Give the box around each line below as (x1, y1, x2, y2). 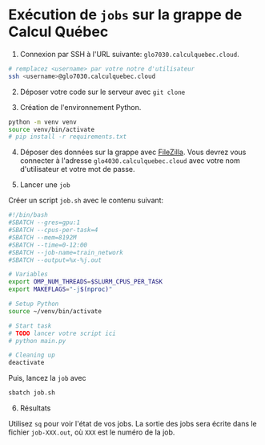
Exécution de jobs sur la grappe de (8, 6, 243, 24)
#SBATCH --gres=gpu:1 (8, 218, 81, 227)
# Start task (8, 321, 52, 330)
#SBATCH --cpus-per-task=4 (8, 227, 98, 235)
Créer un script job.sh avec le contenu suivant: (8, 195, 164, 206)
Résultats (19, 403, 51, 413)
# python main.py (8, 337, 66, 345)
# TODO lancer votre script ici (8, 329, 116, 337)
